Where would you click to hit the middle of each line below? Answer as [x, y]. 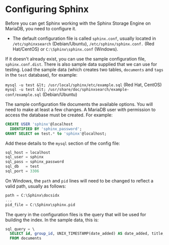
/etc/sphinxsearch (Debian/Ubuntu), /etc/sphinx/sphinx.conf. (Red [83, 43]
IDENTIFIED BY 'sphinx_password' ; [46, 129]
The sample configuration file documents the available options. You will [79, 104]
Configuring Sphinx [47, 9]
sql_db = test [22, 167]
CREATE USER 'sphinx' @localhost [39, 124]
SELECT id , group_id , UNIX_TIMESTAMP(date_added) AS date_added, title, [88, 234]
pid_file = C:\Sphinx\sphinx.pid [40, 205]
